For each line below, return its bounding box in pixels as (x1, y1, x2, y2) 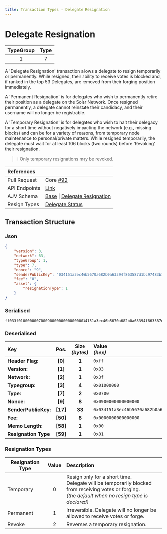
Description (66, 462, 94, 469)
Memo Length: (7, 423, 43, 430)
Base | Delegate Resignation (45, 193, 111, 200)
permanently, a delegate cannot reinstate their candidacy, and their (5, 104, 143, 110)
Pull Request (7, 176, 37, 183)
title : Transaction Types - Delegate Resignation (5, 7, 110, 12)
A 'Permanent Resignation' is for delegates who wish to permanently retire (5, 93, 158, 100)
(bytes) (71, 349, 89, 356)
